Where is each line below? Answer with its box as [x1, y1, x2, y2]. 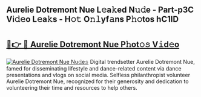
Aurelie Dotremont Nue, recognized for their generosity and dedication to [6, 78, 189, 85]
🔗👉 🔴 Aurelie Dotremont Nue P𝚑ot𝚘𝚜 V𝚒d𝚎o [6, 39, 180, 49]
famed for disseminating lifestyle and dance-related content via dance [6, 65, 182, 72]
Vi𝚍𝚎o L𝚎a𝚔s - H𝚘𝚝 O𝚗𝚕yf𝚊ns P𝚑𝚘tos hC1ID [6, 14, 179, 25]
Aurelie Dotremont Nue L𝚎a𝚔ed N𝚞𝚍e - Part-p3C [6, 5, 194, 15]
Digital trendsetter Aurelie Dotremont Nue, [90, 58, 195, 65]
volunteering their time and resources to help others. [6, 84, 137, 91]
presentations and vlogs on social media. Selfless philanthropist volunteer [6, 72, 191, 78]
